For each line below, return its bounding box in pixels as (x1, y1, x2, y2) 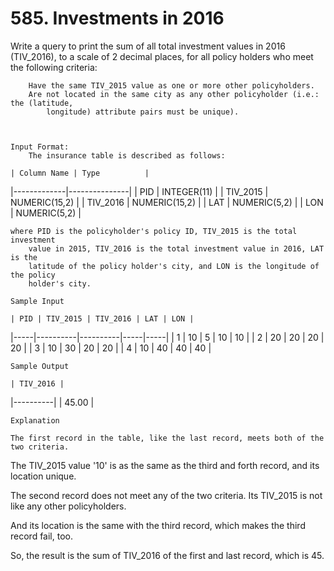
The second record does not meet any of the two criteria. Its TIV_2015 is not (10, 489, 323, 501)
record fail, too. (10, 530, 73, 542)
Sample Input (10, 296, 65, 306)
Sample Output (10, 361, 70, 371)
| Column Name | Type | (10, 168, 150, 178)
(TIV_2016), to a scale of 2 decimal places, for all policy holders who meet (10, 50, 314, 62)
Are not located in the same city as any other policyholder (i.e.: (28, 89, 320, 99)
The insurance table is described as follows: (28, 150, 226, 161)
